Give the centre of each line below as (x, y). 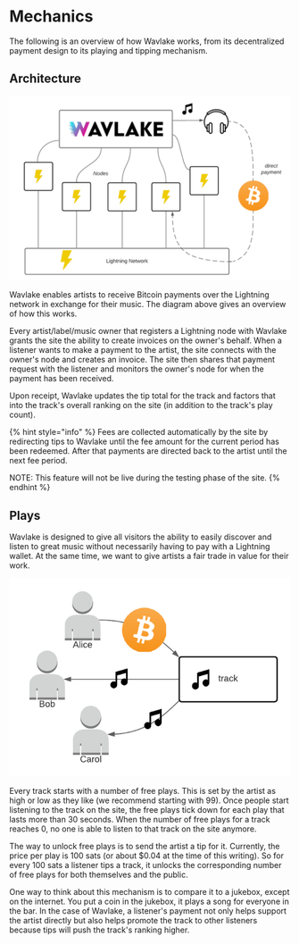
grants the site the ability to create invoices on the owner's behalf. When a (146, 340)
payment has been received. (62, 379)
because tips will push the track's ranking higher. (100, 930)
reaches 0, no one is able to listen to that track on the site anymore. (133, 829)
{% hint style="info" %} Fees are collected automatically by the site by (139, 432)
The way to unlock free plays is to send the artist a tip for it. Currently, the (145, 846)
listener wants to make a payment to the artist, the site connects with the (143, 350)
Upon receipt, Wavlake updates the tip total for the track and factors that (143, 396)
